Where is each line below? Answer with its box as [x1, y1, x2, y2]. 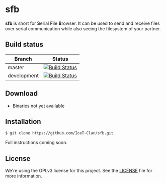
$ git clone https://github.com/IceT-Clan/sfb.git [5, 130, 114, 136]
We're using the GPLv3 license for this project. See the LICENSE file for [5, 168, 152, 174]
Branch [14, 55, 32, 62]
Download [5, 89, 38, 98]
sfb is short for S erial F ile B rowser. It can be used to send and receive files [5, 20, 160, 26]
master [8, 64, 24, 71]
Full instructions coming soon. [5, 140, 68, 146]
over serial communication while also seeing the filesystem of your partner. [5, 25, 161, 31]
